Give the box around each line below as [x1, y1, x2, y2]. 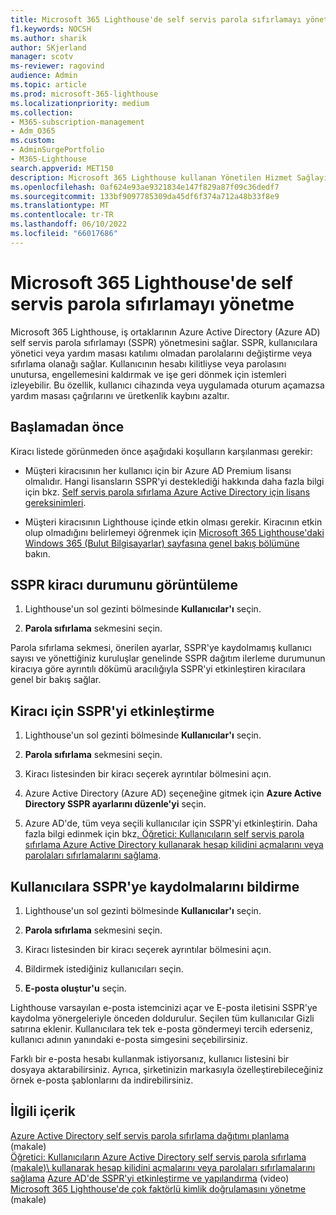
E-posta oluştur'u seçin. [24, 982, 127, 994]
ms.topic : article [10, 80, 87, 90]
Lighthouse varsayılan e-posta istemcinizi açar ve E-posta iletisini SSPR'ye [10, 1001, 318, 1013]
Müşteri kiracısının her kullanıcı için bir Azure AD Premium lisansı [24, 464, 292, 476]
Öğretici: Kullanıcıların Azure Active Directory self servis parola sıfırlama [10, 1151, 307, 1163]
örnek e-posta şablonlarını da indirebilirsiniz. [10, 1074, 194, 1086]
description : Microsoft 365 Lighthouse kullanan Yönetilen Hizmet [10, 172, 293, 183]
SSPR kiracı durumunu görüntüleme [10, 576, 239, 593]
